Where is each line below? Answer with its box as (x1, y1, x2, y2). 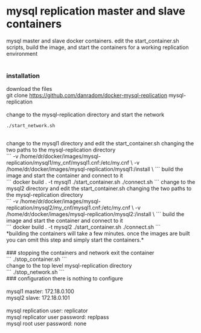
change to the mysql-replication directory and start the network (6, 111, 165, 119)
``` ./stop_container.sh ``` (6, 256, 68, 263)
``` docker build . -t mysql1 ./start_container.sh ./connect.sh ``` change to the (6, 179, 196, 186)
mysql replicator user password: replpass (6, 314, 109, 321)
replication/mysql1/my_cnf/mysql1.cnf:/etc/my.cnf (6, 159, 130, 166)
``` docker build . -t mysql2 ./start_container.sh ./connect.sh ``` (6, 223, 161, 231)
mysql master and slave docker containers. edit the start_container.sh (6, 37, 179, 44)
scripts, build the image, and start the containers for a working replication (6, 44, 189, 51)
